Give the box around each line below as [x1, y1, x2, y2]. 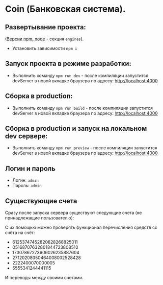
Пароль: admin [12, 183, 42, 189]
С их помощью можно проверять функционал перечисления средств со [5, 224, 158, 231]
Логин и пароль [5, 164, 55, 172]
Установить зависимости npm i [12, 46, 78, 51]
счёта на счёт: [5, 230, 35, 236]
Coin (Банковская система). [5, 3, 126, 15]
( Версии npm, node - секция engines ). [5, 36, 84, 42]
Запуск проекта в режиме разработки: [5, 60, 132, 68]
